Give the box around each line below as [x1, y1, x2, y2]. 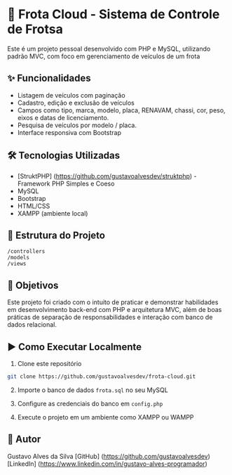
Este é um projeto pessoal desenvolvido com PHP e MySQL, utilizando [7, 44, 211, 53]
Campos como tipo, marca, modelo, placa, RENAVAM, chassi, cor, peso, [17, 105, 226, 115]
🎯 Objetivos [7, 279, 59, 291]
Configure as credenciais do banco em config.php [17, 399, 163, 408]
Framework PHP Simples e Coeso [17, 179, 115, 188]
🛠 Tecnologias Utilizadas [7, 150, 121, 162]
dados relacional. [7, 320, 57, 329]
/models [7, 254, 30, 261]
